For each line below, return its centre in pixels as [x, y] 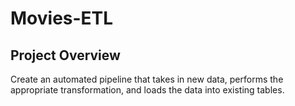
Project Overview [65, 55]
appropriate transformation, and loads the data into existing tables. [147, 90]
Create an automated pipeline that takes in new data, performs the [147, 79]
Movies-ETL [62, 18]
